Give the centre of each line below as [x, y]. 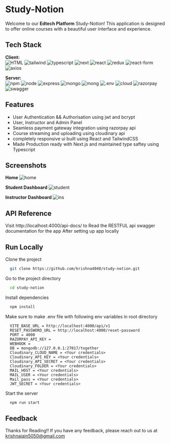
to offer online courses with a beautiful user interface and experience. [78, 29]
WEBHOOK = [20, 344]
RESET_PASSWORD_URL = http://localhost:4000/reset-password [75, 330]
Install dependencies [27, 297]
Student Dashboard [26, 187]
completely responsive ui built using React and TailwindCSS [75, 138]
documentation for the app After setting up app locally [62, 231]
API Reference [29, 213]
